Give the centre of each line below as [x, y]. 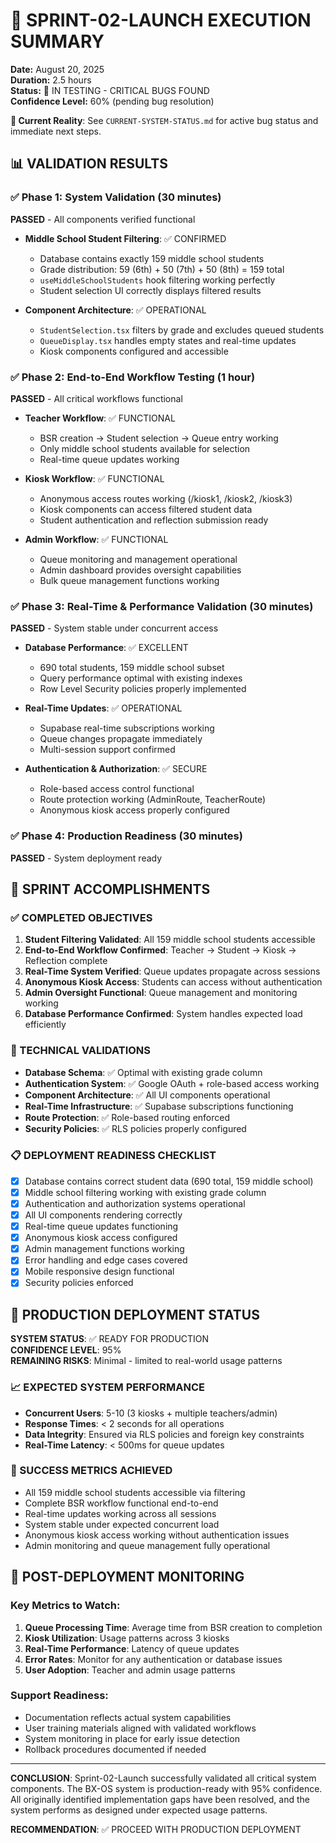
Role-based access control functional [117, 789]
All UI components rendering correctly [103, 1215]
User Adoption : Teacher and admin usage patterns [130, 1670]
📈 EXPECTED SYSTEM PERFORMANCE [107, 1387]
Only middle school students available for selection [145, 448]
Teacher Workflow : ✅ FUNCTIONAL [100, 418]
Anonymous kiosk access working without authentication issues [157, 1535]
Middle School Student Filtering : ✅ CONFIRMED [125, 238]
